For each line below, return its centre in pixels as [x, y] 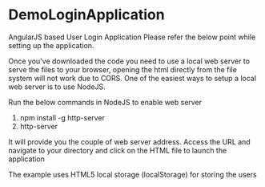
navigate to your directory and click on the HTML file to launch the [118, 150]
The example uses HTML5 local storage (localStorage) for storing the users [133, 174]
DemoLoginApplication [87, 15]
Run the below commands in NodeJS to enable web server [105, 102]
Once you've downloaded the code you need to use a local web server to [129, 61]
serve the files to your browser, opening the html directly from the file [123, 69]
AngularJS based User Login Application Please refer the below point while [132, 37]
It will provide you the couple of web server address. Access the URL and [129, 141]
